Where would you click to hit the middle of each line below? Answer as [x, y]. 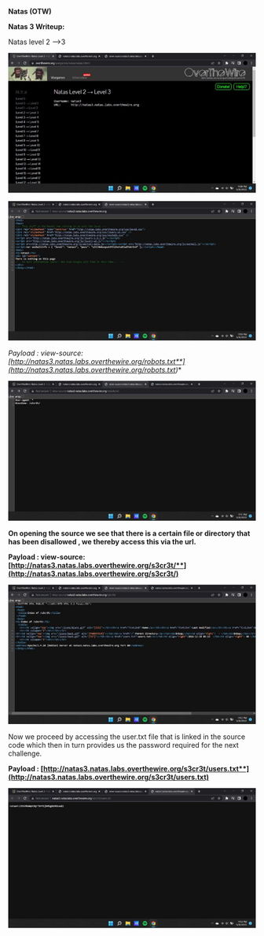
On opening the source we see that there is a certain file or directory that [129, 533]
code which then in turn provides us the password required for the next [123, 745]
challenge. [25, 753]
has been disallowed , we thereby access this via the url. [102, 541]
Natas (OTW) [30, 11]
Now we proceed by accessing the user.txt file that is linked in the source [127, 737]
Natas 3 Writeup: [37, 26]
